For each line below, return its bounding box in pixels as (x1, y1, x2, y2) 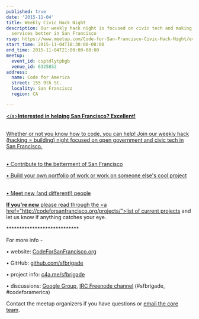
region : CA (11, 91, 38, 97)
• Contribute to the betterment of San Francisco (6, 160, 123, 167)
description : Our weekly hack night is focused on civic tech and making (6, 25, 192, 31)
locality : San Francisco (11, 86, 73, 92)
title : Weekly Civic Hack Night (6, 19, 86, 25)
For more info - (6, 236, 43, 243)
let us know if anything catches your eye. (6, 213, 107, 220)
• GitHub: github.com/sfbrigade (6, 259, 84, 266)
